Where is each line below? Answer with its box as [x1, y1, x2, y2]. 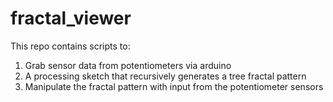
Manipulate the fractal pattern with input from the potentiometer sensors [24, 80, 324, 92]
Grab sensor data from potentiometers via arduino [24, 59, 232, 71]
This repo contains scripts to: [10, 40, 131, 52]
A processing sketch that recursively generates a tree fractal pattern [24, 70, 307, 82]
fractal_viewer [10, 7, 132, 30]
